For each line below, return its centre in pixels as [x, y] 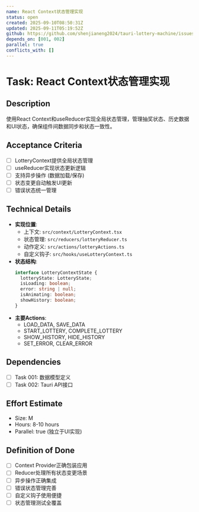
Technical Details [39, 209]
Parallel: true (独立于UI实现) [48, 431]
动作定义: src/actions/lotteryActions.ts [74, 246]
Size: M [24, 418]
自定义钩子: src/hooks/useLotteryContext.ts [78, 254]
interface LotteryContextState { [56, 273]
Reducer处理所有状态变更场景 [51, 473]
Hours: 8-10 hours [37, 424]
